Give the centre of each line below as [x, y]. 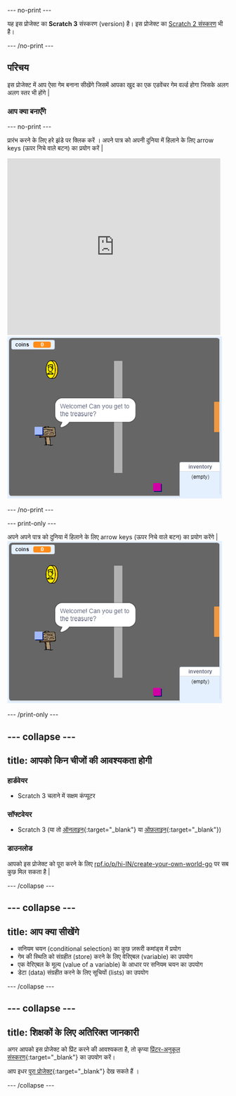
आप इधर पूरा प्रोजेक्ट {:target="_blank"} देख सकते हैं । [73, 1071]
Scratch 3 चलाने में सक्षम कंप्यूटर [57, 796]
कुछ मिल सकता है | [29, 872]
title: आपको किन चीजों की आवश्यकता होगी [80, 760]
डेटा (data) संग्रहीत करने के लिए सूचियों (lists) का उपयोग [83, 972]
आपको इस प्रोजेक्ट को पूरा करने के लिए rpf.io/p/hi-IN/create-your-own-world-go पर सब [118, 863]
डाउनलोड [20, 849]
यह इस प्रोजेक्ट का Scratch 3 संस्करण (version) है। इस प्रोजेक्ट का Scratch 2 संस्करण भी [115, 24]
